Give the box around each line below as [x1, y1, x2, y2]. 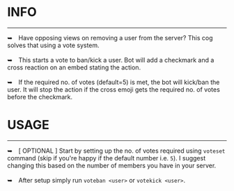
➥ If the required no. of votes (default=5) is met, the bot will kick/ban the [7, 78, 220, 86]
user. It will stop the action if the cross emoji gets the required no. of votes [7, 85, 221, 94]
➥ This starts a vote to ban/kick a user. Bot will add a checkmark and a [7, 56, 214, 64]
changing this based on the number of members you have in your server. [7, 161, 217, 169]
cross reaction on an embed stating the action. [7, 63, 141, 72]
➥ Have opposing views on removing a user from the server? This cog [7, 33, 213, 42]
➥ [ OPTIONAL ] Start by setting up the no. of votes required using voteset [7, 147, 226, 155]
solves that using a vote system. [7, 41, 100, 49]
